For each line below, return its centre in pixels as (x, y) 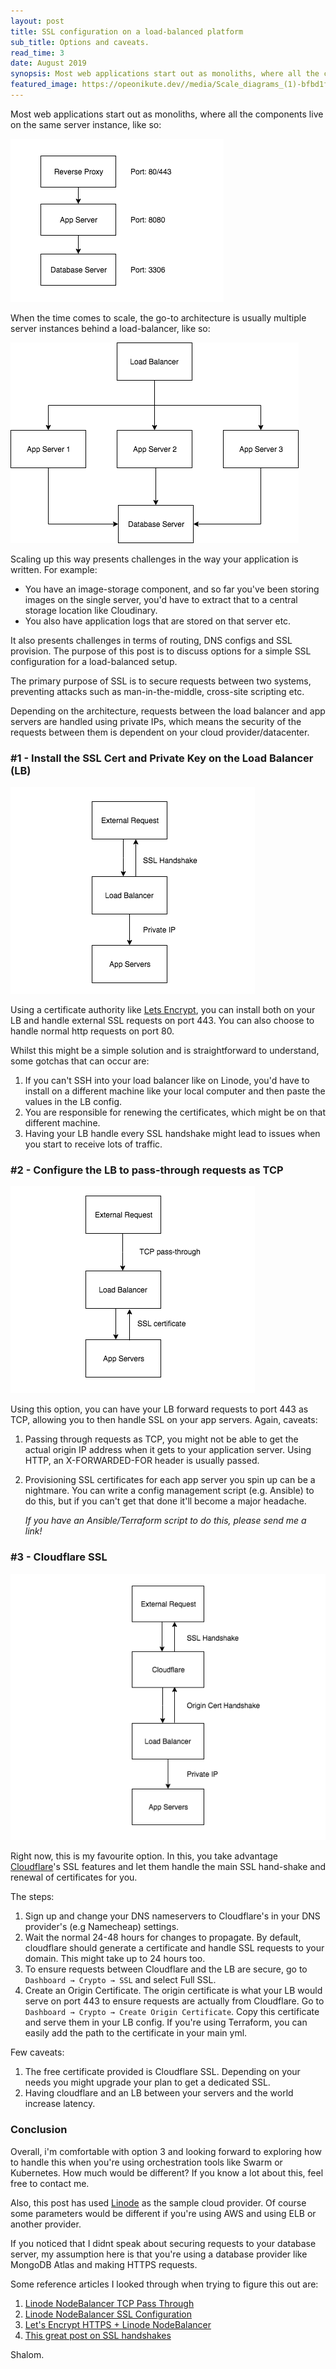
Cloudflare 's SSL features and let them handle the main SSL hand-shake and (168, 1867)
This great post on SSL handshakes (98, 2335)
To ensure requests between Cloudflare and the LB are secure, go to (166, 1969)
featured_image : (44, 85)
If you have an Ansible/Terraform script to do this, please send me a (165, 1521)
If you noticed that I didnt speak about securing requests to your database (163, 2243)
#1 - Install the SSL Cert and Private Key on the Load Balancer (162, 758)
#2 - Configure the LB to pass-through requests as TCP (147, 1170)
